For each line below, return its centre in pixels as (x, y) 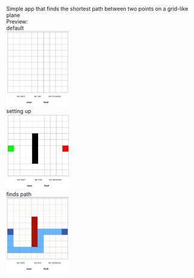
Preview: (17, 21)
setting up (19, 111)
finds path (19, 194)
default (15, 28)
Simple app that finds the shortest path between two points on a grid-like (97, 9)
